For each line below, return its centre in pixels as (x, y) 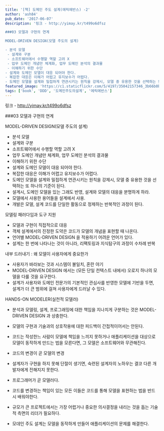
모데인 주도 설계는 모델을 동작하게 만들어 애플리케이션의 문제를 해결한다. (81, 423)
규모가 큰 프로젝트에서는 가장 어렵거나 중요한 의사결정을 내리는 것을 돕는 (81, 407)
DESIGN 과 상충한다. (49, 316)
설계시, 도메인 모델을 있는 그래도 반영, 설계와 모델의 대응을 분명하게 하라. (81, 192)
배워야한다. (28, 396)
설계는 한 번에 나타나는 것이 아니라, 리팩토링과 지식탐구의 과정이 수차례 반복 (84, 243)
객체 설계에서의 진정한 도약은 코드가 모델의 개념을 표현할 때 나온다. (75, 231)
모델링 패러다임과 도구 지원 (31, 214)
